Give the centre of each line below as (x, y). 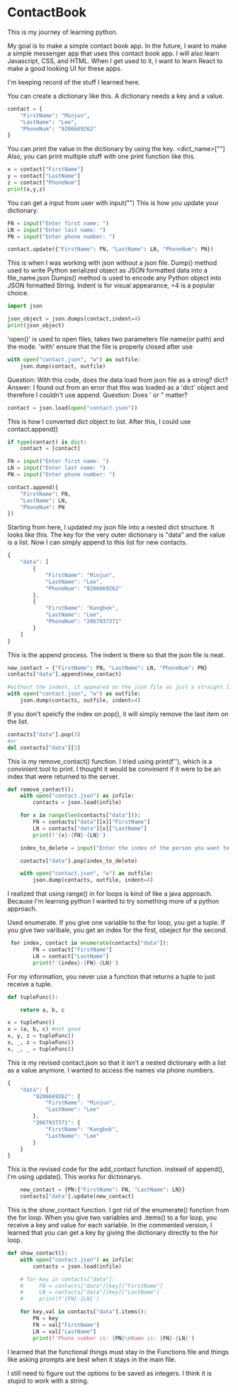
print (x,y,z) (27, 189)
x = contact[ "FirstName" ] (45, 170)
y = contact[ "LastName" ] (44, 176)
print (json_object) (36, 326)
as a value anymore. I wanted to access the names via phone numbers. (111, 1070)
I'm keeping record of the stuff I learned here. (74, 82)
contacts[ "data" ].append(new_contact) (64, 674)
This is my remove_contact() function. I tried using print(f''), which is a (110, 761)
